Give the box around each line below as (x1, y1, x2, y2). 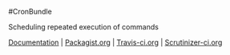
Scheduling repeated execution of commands (8, 22, 159, 31)
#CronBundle (8, 7, 52, 16)
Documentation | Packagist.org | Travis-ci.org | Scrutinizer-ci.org (8, 37, 223, 47)
